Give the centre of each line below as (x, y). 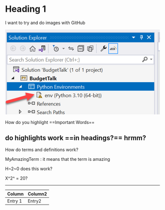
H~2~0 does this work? (29, 169)
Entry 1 (14, 201)
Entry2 (35, 201)
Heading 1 (26, 9)
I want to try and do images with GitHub (45, 23)
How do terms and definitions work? (42, 150)
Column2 (37, 194)
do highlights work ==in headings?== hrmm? (76, 138)
